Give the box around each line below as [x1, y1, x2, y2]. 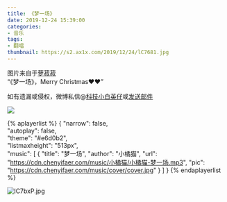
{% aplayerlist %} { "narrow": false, [7, 119, 108, 127]
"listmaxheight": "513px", [7, 141, 78, 149]
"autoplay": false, [7, 126, 57, 135]
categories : [7, 23, 42, 30]
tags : [7, 36, 23, 43]
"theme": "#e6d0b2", [7, 133, 68, 142]
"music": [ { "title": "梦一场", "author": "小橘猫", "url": [7, 149, 158, 158]
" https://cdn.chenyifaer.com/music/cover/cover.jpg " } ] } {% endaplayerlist [7, 166, 221, 174]
